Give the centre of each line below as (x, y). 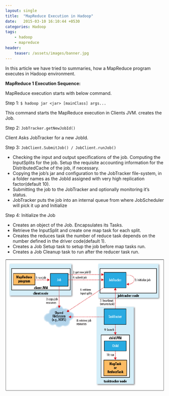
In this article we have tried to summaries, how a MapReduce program (78, 68)
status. (19, 195)
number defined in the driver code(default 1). (59, 241)
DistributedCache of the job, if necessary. (56, 168)
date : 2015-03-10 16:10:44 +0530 (43, 21)
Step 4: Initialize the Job (30, 215)
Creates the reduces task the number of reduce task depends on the (84, 236)
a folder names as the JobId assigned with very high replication (78, 179)
